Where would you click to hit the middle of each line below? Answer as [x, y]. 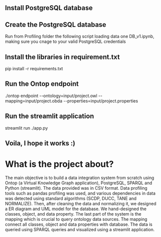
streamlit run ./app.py [26, 128]
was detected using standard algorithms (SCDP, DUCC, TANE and [71, 198]
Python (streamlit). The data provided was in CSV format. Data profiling [76, 188]
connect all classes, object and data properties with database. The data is [79, 224]
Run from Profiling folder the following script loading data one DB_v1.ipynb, [80, 37]
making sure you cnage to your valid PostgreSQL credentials [65, 41]
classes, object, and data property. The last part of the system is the [73, 214]
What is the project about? [59, 164]
